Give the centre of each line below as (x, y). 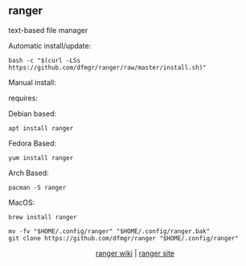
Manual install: (32, 82)
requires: (23, 98)
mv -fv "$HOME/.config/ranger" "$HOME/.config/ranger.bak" (109, 231)
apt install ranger (41, 128)
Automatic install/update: (50, 46)
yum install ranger (41, 158)
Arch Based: (29, 173)
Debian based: (33, 113)
